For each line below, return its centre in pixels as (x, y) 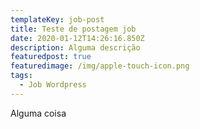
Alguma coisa (38, 113)
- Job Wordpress (53, 85)
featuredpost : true (51, 57)
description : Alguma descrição (75, 47)
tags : (21, 76)
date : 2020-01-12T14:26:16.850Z (77, 38)
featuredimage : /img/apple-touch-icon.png (100, 66)
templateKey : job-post (57, 19)
